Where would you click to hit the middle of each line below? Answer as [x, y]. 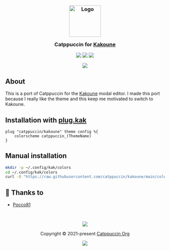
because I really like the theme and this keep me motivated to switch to [79, 99]
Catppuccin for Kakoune [85, 44]
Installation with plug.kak [46, 120]
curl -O [13, 177]
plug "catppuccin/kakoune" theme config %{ [52, 132]
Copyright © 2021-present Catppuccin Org [85, 234]
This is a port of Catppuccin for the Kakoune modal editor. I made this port [83, 94]
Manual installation [36, 156]
